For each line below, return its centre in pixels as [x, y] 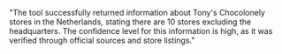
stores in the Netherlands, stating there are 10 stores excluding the [130, 22]
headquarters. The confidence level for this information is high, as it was [141, 31]
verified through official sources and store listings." [102, 40]
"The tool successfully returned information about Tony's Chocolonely [137, 13]
